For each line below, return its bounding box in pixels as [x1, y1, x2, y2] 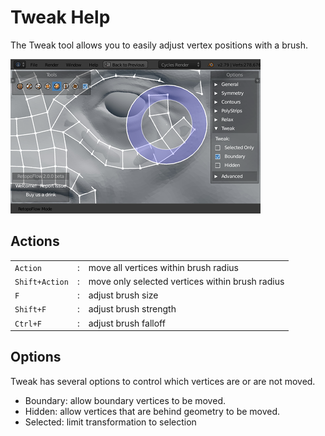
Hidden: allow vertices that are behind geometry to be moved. [24, 405, 281, 417]
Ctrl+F [14, 319, 42, 329]
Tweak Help [10, 6, 111, 29]
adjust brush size [88, 289, 159, 301]
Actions [10, 233, 60, 250]
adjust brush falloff [88, 317, 166, 329]
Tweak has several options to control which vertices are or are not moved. [10, 375, 316, 387]
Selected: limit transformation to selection [24, 416, 197, 428]
